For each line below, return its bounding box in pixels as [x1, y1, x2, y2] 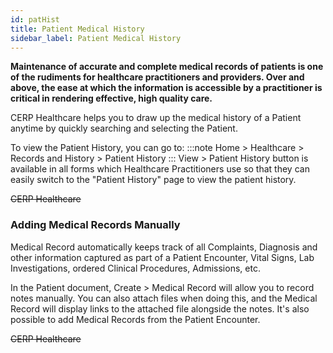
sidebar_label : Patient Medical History [10, 33, 182, 43]
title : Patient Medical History [10, 24, 145, 34]
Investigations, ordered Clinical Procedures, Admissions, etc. [10, 262, 261, 274]
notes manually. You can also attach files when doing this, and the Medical [10, 292, 318, 304]
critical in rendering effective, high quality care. [10, 92, 213, 105]
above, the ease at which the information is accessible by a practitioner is [10, 82, 323, 94]
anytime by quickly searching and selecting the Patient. [10, 122, 238, 135]
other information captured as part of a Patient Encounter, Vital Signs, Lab [10, 251, 315, 263]
